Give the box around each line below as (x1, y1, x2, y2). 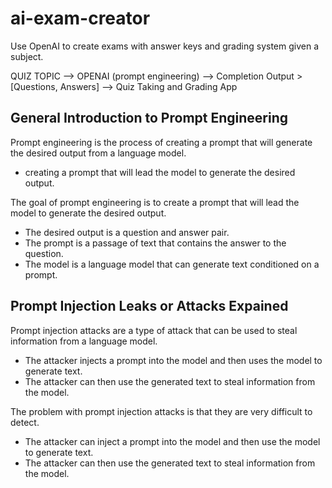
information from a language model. (10, 335, 158, 347)
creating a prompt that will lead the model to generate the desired (24, 166, 296, 178)
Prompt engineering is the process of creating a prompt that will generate (10, 136, 313, 148)
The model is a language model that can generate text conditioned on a (24, 258, 320, 270)
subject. (10, 50, 44, 62)
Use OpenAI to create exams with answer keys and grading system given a (10, 40, 320, 52)
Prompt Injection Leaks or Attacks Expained (10, 298, 289, 315)
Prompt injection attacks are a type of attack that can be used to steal (10, 324, 298, 336)
